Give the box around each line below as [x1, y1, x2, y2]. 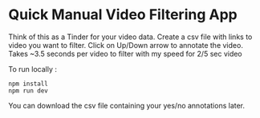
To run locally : [8, 64, 58, 73]
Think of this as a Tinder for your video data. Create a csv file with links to [8, 32, 253, 41]
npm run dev [8, 86, 48, 95]
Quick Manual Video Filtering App [8, 6, 238, 24]
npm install [8, 80, 48, 88]
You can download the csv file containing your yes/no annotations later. [8, 100, 246, 110]
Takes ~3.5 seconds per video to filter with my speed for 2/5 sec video [8, 49, 242, 58]
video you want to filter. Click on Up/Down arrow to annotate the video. [8, 40, 243, 49]
